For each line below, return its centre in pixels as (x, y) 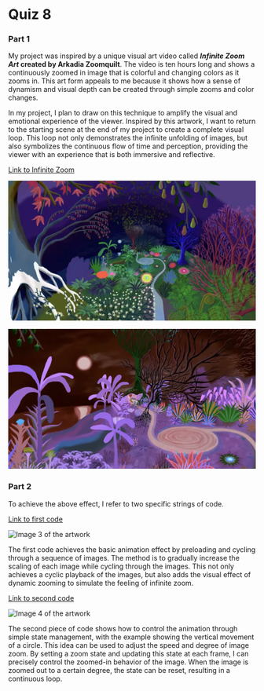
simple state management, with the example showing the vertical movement (131, 637)
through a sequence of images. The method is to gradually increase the (124, 558)
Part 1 (19, 39)
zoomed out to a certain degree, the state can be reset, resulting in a (119, 670)
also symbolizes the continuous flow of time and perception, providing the (128, 146)
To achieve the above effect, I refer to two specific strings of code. (116, 503)
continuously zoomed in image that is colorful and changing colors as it (124, 73)
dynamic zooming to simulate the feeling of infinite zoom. (101, 583)
